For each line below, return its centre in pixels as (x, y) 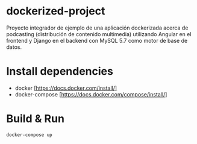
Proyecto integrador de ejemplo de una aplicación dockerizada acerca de (97, 28)
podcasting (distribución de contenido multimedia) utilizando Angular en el (99, 34)
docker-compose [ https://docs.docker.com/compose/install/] (91, 94)
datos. (14, 47)
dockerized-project (56, 11)
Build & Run (36, 119)
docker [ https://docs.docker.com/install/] (66, 88)
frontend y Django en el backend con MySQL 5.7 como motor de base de (97, 40)
